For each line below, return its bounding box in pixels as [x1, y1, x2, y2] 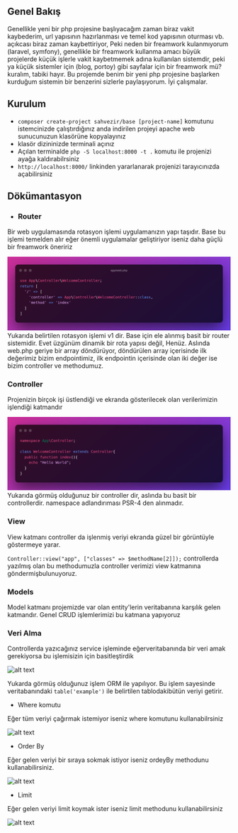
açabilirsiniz [17, 170, 53, 178]
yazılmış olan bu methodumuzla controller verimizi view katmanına [7, 561, 201, 570]
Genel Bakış [7, 6, 62, 18]
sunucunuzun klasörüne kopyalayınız [17, 131, 126, 141]
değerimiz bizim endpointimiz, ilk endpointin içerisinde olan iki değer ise [7, 354, 218, 362]
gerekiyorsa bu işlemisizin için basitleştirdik [7, 652, 134, 660]
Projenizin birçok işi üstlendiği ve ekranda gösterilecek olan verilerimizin [7, 395, 218, 403]
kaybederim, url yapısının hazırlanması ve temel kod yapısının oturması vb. [7, 32, 225, 40]
